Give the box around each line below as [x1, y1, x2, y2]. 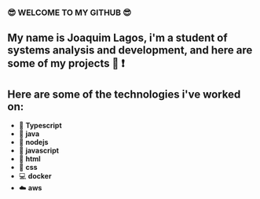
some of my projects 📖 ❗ [7, 57, 125, 70]
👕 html [18, 154, 41, 164]
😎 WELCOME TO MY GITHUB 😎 [7, 7, 132, 18]
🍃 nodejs [18, 138, 49, 147]
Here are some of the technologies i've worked [7, 87, 241, 101]
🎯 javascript [18, 146, 60, 156]
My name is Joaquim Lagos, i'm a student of [7, 31, 229, 45]
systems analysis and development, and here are [7, 43, 253, 57]
